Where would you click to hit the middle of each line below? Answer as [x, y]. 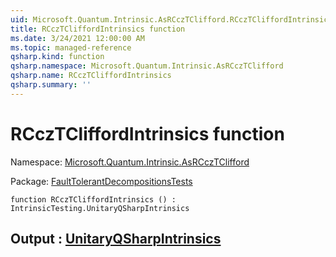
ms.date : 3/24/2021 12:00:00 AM [77, 38]
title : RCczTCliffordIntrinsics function [98, 29]
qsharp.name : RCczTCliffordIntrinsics [91, 76]
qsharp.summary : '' [51, 85]
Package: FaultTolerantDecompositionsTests [101, 181]
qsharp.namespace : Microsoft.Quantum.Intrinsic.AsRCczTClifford [147, 66]
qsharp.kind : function [57, 57]
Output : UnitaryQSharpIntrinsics [116, 239]
